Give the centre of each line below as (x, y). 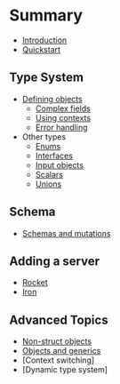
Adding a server (55, 261)
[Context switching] (58, 360)
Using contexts (63, 117)
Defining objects (52, 99)
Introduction (44, 40)
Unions (48, 184)
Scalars (49, 174)
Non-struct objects (56, 341)
